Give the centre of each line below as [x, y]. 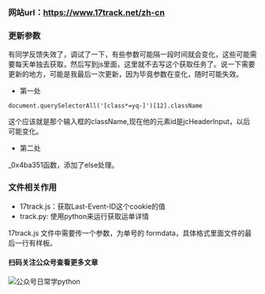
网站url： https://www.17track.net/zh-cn [87, 12]
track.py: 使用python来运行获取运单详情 [84, 216]
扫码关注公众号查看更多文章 [53, 262]
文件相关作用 [33, 187]
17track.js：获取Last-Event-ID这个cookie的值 [92, 206]
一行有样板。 [35, 243]
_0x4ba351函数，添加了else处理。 [63, 165]
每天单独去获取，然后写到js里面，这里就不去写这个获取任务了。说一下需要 [135, 64]
